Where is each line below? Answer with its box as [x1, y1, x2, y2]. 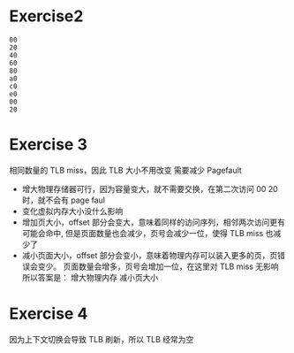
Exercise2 [9, 6, 84, 27]
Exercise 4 [9, 303, 88, 324]
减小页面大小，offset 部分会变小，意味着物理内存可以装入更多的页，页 [21, 249, 278, 260]
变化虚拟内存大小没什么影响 [21, 205, 124, 216]
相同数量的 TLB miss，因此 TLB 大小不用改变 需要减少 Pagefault [9, 165, 243, 175]
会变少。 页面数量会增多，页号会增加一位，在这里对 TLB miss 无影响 [29, 261, 280, 272]
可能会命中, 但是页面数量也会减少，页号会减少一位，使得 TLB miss [21, 227, 264, 238]
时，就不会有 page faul [21, 195, 106, 205]
